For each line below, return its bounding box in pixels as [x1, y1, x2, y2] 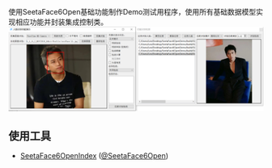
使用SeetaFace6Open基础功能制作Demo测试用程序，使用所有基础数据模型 [8, 7, 257, 16]
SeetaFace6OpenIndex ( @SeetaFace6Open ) [19, 151, 168, 161]
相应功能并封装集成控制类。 [15, 17, 108, 27]
